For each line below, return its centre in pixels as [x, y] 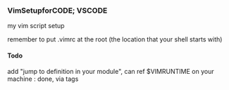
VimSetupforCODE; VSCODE [57, 11]
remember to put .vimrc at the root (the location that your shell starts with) [115, 39]
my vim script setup [36, 26]
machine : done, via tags [43, 79]
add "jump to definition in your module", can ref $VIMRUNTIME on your [111, 71]
